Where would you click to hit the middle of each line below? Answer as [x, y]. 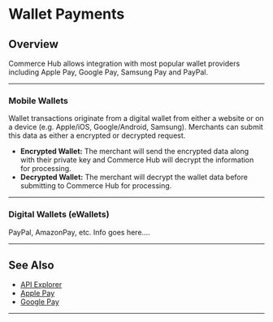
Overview [34, 44]
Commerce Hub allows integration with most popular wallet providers [124, 63]
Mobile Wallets [39, 101]
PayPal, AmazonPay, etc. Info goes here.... [79, 232]
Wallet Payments [67, 14]
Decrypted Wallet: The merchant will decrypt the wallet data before [134, 177]
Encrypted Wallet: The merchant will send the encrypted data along [134, 152]
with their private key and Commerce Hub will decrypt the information [137, 160]
